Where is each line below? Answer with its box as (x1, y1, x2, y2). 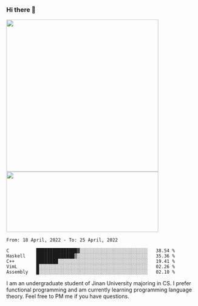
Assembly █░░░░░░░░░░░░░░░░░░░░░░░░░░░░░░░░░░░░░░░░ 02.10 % (6, 269, 175, 276)
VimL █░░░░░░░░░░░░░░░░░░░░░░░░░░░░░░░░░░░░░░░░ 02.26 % (6, 264, 175, 270)
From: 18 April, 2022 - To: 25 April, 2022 (6, 237, 118, 243)
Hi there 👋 (6, 5, 36, 14)
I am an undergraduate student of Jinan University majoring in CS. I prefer (6, 280, 191, 287)
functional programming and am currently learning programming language (6, 286, 193, 294)
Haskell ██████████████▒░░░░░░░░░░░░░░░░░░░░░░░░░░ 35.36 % (6, 253, 175, 259)
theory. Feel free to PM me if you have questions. (6, 293, 129, 300)
